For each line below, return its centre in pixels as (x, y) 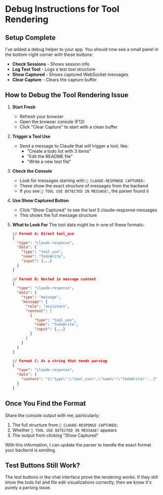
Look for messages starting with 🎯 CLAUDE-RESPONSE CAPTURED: (82, 181)
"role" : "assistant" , (47, 306)
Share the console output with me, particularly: (53, 415)
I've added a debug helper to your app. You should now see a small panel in (82, 49)
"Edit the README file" (50, 156)
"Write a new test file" (49, 161)
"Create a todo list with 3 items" (59, 151)
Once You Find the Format (46, 404)
